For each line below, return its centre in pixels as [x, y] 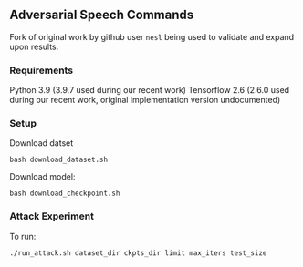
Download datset [42, 143]
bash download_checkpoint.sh [65, 194]
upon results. [34, 46]
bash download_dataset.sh [58, 160]
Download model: [42, 177]
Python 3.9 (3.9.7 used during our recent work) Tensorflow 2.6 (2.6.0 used [150, 90]
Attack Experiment [52, 216]
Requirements [42, 70]
